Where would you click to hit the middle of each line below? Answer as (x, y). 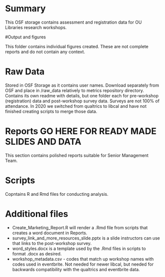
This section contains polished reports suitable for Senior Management (77, 155)
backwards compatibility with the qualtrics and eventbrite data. (76, 269)
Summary (25, 9)
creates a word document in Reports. (50, 233)
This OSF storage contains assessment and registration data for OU (73, 22)
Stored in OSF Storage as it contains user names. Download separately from (82, 85)
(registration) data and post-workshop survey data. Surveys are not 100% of (82, 101)
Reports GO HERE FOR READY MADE (81, 131)
